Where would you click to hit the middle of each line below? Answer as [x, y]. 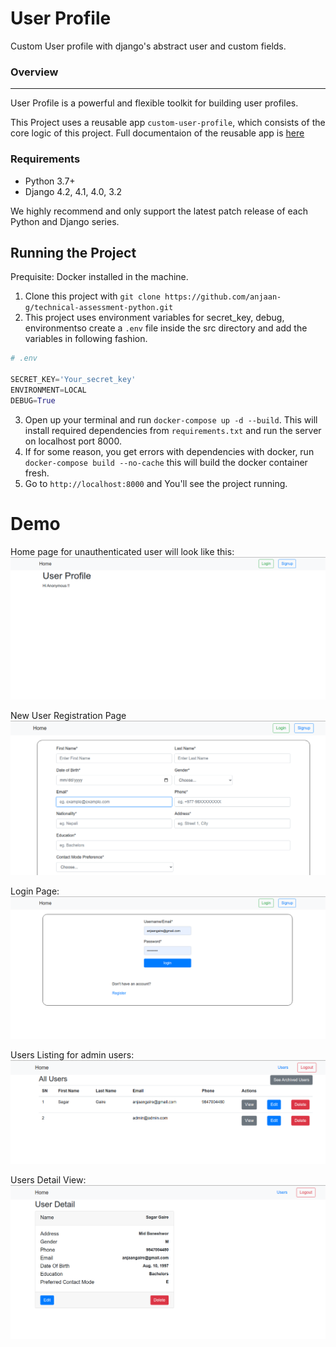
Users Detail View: [48, 1179]
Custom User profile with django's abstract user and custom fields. [148, 46]
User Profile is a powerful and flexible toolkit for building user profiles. [154, 103]
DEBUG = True [33, 400]
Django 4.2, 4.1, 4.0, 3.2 [73, 191]
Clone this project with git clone [92, 296]
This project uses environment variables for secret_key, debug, [154, 318]
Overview [34, 72]
